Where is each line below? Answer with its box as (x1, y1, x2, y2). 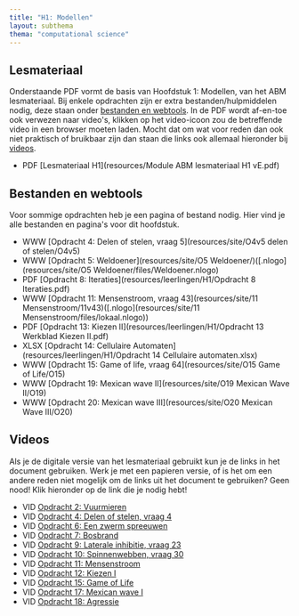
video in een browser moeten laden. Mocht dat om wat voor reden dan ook (9, 124, 284, 134)
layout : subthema (9, 21, 74, 30)
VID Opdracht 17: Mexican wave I (21, 587, 144, 597)
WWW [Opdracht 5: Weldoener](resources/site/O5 (21, 255, 208, 265)
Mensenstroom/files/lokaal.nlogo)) (21, 312, 149, 322)
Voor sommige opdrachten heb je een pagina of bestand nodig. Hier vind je (9, 210, 286, 220)
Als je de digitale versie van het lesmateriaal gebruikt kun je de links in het (9, 456, 280, 466)
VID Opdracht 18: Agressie (21, 596, 120, 606)
